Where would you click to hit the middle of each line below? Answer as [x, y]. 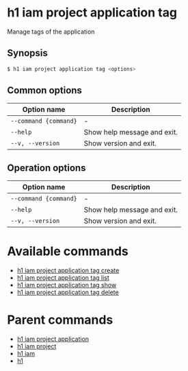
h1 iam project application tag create [68, 271]
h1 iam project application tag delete [68, 292]
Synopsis [27, 53]
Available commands [68, 251]
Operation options [46, 168]
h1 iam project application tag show [67, 285]
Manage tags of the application [51, 32]
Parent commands [60, 320]
